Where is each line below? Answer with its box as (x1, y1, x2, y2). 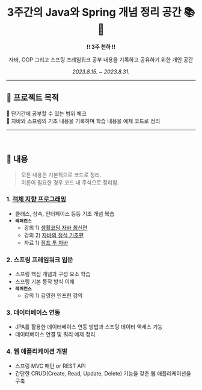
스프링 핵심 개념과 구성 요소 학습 (14, 271, 91, 278)
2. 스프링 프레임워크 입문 (6, 256, 73, 264)
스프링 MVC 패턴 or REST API (14, 362, 86, 370)
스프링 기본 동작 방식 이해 (14, 278, 75, 285)
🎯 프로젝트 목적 (6, 93, 59, 103)
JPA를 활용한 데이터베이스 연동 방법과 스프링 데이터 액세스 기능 (14, 323, 163, 330)
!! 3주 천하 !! (86, 43, 116, 50)
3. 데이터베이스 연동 (6, 309, 61, 317)
